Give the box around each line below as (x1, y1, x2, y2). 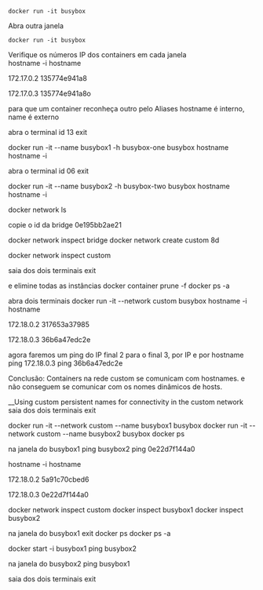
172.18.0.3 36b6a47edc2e (8, 335, 91, 344)
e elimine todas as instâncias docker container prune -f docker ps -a (8, 281, 230, 290)
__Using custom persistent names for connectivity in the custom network (8, 397, 243, 406)
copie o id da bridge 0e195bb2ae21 (8, 220, 122, 229)
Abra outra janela (8, 21, 64, 31)
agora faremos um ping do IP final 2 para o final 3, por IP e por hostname (8, 350, 244, 359)
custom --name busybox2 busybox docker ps (36, 429, 185, 439)
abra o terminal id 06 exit (8, 166, 89, 176)
